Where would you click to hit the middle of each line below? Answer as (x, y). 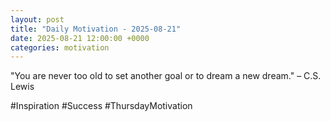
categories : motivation (60, 47)
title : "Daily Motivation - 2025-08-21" (96, 29)
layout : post (37, 19)
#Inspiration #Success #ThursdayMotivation (101, 106)
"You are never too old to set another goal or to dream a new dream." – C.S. (166, 76)
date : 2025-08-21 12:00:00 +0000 (80, 38)
